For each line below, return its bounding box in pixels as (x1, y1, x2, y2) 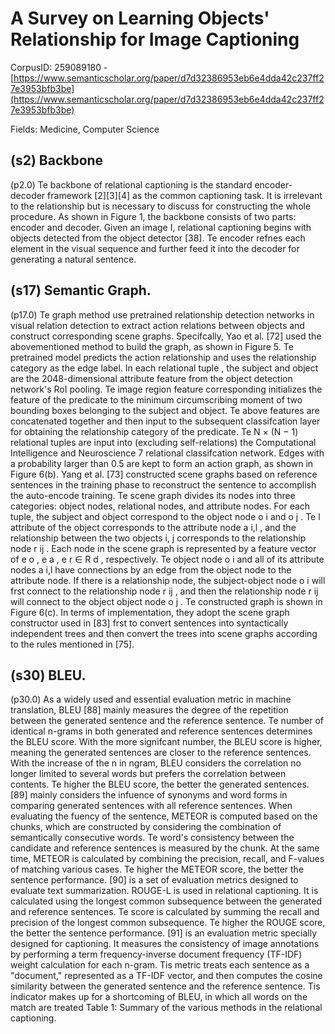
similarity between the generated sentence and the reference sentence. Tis (10, 980, 321, 992)
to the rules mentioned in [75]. (10, 638, 135, 650)
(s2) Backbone (10, 152, 104, 169)
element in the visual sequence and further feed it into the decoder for (10, 242, 300, 254)
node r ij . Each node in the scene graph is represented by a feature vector (10, 542, 317, 554)
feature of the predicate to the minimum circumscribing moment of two (10, 393, 303, 406)
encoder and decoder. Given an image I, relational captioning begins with (10, 221, 312, 233)
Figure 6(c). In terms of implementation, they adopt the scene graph (10, 606, 290, 618)
